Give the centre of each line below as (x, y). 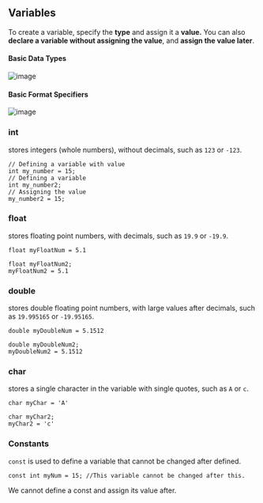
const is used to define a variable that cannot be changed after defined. (125, 461)
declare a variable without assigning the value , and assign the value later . (131, 40)
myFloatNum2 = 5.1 (38, 271)
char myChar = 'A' (38, 403)
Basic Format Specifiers (48, 94)
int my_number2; (35, 185)
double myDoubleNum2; (44, 345)
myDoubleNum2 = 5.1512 (45, 352)
